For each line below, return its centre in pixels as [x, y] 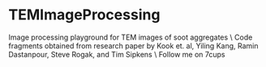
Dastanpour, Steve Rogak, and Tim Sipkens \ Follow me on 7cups [117, 54]
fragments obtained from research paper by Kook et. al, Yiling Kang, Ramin [133, 45]
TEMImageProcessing [84, 15]
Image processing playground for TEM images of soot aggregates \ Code [131, 37]
